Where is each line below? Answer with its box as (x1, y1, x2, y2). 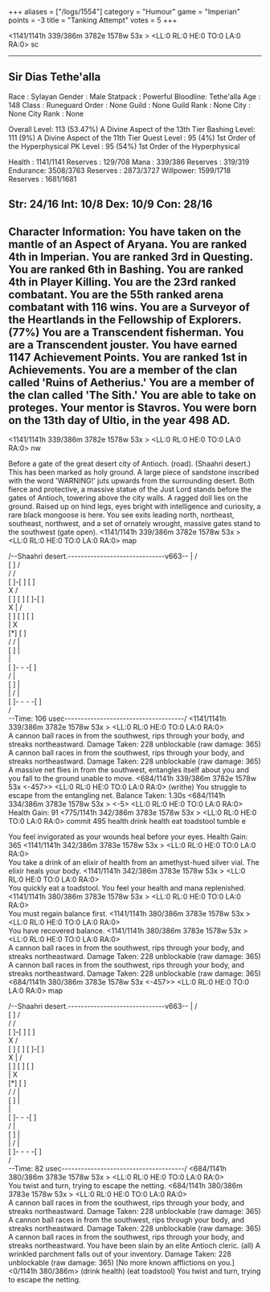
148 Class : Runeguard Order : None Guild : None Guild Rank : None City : (8, 100, 252, 109)
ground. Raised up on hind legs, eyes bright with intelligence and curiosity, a (8, 502, 261, 512)
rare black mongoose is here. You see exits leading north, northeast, (8, 510, 235, 520)
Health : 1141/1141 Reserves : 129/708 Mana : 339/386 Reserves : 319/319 (8, 157, 250, 167)
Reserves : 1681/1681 (8, 174, 77, 183)
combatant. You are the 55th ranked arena (8, 287, 223, 301)
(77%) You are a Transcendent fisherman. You (8, 325, 244, 339)
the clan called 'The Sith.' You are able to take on (8, 388, 257, 401)
